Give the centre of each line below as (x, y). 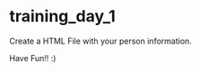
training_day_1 (63, 16)
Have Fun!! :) (33, 58)
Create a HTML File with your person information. (101, 41)
